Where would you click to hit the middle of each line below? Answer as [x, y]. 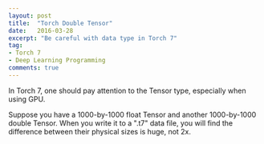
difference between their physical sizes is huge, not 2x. [100, 131]
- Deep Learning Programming [57, 61]
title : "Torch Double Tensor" [61, 23]
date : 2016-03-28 [41, 30]
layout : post [30, 16]
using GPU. [27, 99]
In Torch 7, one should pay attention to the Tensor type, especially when [127, 90]
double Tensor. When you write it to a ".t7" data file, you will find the [121, 123]
